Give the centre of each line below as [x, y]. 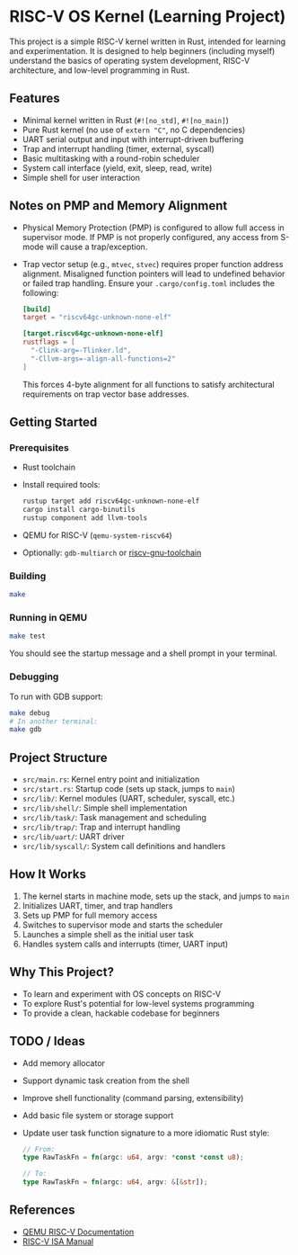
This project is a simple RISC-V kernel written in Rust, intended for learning [148, 41]
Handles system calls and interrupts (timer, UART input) [125, 944]
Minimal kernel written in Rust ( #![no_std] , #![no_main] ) [125, 120]
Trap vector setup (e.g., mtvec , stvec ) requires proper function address [153, 264]
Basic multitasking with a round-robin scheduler [111, 158]
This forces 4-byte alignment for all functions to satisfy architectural [149, 384]
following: [40, 292]
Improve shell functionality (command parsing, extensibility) [133, 1098]
